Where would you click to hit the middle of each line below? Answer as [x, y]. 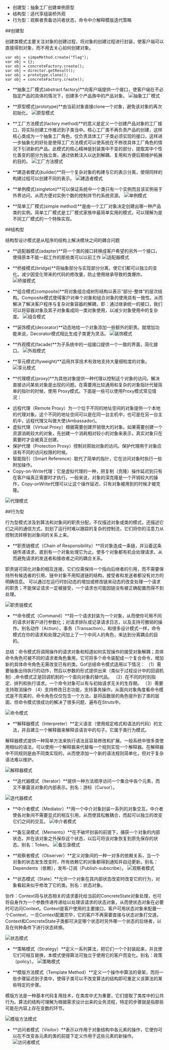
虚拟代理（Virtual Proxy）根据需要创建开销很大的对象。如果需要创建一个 [87, 427]
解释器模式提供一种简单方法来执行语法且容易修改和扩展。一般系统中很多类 [82, 741]
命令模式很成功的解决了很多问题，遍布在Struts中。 [71, 702]
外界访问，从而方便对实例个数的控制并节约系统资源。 [68, 195]
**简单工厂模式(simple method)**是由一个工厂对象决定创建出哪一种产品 [87, 206]
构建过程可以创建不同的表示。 [43, 178]
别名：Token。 [36, 845]
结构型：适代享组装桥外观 [39, 14]
